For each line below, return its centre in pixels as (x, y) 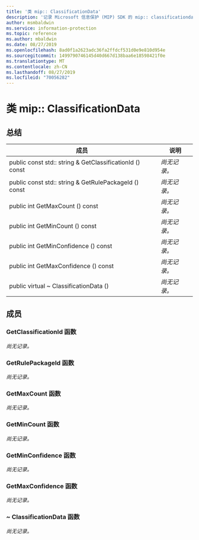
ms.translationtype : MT (36, 61)
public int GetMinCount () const (53, 226)
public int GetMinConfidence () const (61, 246)
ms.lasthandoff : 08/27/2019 (41, 72)
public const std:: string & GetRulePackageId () (74, 182)
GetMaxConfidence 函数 (42, 486)
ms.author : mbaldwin (32, 39)
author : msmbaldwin (30, 22)
